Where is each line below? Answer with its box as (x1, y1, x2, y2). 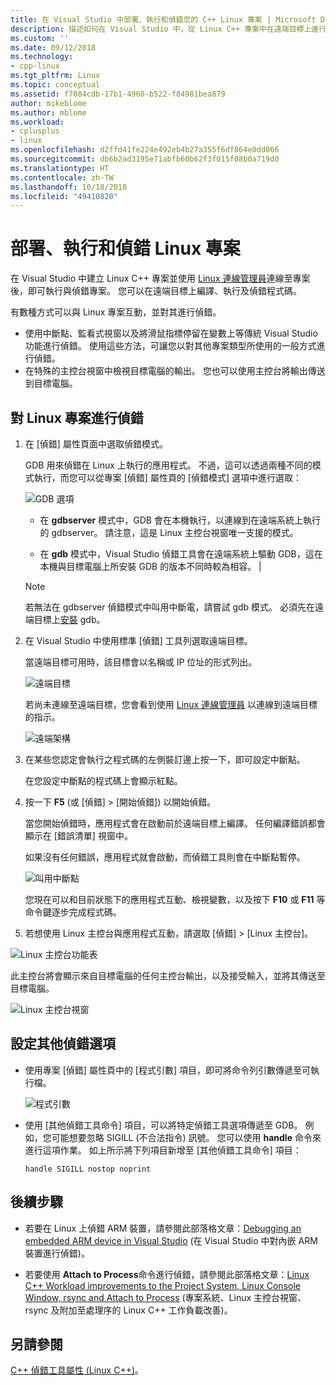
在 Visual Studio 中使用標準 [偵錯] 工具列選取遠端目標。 (24, 635, 253, 646)
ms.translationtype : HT (10, 163, 110, 173)
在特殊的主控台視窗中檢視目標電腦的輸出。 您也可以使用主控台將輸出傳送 (24, 365, 326, 377)
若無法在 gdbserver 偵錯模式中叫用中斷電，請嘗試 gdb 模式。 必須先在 (24, 601, 316, 613)
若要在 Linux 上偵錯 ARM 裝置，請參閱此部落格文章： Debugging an (24, 1222, 302, 1234)
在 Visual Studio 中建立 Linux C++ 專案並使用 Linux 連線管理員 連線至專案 (10, 272, 311, 285)
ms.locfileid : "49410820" (10, 191, 118, 201)
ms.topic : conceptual (10, 80, 101, 90)
